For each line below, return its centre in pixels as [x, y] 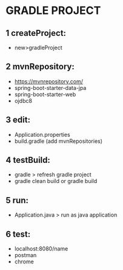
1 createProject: [36, 33]
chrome [24, 261]
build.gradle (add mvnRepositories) [58, 141]
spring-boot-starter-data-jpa [50, 88]
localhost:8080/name [41, 249]
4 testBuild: [28, 160]
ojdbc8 [23, 100]
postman [25, 255]
